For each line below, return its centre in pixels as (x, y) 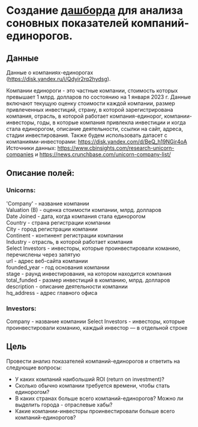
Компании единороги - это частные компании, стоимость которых (92, 90)
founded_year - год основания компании (58, 267)
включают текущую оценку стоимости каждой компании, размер (91, 103)
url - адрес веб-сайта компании (47, 261)
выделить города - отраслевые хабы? (64, 404)
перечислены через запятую (43, 254)
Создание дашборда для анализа (94, 11)
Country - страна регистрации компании (58, 222)
